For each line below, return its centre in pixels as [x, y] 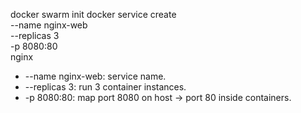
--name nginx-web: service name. [95, 76]
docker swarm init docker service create [93, 14]
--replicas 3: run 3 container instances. [105, 87]
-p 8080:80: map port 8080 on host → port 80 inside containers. [158, 97]
